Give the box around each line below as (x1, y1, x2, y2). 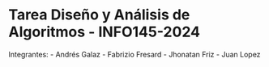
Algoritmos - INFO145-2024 (8, 23, 201, 41)
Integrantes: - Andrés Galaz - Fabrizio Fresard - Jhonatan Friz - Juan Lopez (8, 49, 261, 59)
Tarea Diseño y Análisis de (8, 6, 190, 24)
